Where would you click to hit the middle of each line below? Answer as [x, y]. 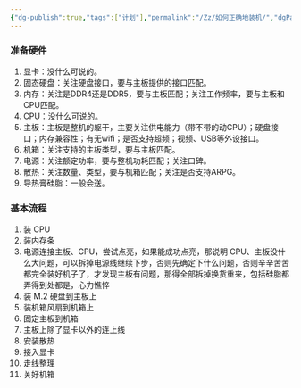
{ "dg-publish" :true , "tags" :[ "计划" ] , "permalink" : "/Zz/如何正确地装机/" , [142, 17]
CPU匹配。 [43, 104]
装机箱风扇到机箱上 [59, 308]
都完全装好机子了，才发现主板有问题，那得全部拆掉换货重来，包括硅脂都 [156, 274]
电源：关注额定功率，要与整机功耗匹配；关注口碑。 [117, 161]
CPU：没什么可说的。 [63, 116]
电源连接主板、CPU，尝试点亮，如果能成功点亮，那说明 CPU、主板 [146, 252]
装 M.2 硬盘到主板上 [60, 296]
